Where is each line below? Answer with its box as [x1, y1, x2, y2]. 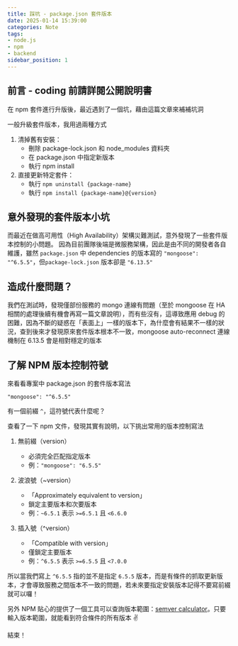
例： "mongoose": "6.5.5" [28, 461, 101, 469]
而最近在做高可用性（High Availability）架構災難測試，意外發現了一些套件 [7, 231, 222, 240]
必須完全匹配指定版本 [28, 452, 91, 460]
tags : [7, 30, 23, 38]
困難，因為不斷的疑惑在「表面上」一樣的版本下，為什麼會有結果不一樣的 [7, 319, 218, 327]
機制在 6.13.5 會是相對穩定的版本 [7, 336, 103, 345]
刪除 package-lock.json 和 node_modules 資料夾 [28, 143, 170, 153]
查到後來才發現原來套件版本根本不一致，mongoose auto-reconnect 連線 [19, 327, 230, 336]
